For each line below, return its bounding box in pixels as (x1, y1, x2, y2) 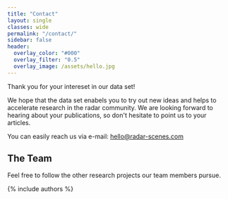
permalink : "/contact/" (7, 30, 78, 37)
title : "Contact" (7, 10, 59, 18)
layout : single (7, 17, 52, 24)
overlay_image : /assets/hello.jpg (13, 63, 115, 70)
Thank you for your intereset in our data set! (7, 82, 136, 90)
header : (7, 43, 30, 50)
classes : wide (7, 23, 49, 30)
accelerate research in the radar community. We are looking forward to (7, 103, 214, 111)
